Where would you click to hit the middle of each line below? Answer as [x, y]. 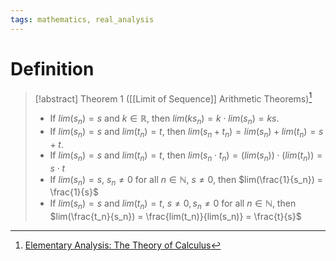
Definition [52, 68]
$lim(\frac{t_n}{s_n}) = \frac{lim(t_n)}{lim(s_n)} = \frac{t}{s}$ [175, 217]
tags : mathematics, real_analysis [82, 19]
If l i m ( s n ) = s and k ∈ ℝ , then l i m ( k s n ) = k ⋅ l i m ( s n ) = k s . [164, 119]
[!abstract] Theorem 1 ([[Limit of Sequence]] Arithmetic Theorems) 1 [173, 98]
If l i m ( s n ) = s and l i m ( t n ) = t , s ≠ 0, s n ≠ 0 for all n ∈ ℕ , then [173, 204]
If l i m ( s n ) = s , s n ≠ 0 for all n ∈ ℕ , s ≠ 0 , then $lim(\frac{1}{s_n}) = [186, 180]
